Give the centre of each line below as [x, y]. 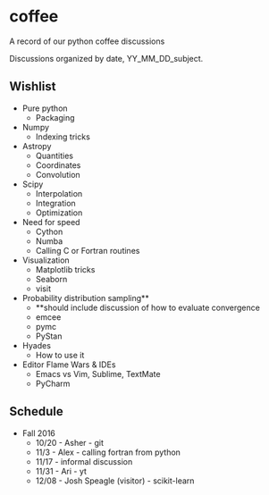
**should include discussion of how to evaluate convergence [148, 307]
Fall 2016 [39, 433]
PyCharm [53, 383]
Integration [55, 203]
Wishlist [33, 87]
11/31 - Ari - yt [61, 471]
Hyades [37, 345]
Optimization [59, 213]
